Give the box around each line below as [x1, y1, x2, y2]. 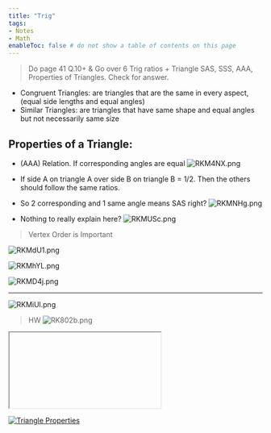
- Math [8, 34, 31, 43]
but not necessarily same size [19, 114, 119, 123]
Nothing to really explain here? [19, 214, 123, 223]
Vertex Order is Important [27, 229, 113, 239]
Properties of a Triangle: [8, 137, 133, 151]
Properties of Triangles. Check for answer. [27, 73, 169, 82]
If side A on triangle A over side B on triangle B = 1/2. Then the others [19, 174, 251, 184]
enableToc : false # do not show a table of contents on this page [8, 42, 236, 50]
